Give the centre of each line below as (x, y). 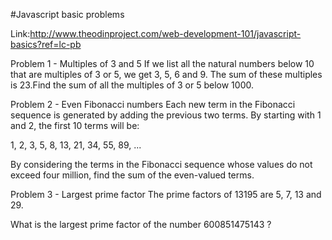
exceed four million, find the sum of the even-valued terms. (132, 175)
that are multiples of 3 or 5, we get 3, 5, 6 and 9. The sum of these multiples (166, 74)
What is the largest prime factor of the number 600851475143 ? (141, 224)
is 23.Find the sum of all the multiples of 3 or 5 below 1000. (132, 85)
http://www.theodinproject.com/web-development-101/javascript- (165, 33)
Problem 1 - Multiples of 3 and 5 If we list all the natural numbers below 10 (162, 63)
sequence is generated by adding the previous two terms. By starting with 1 (166, 115)
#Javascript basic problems (67, 14)
